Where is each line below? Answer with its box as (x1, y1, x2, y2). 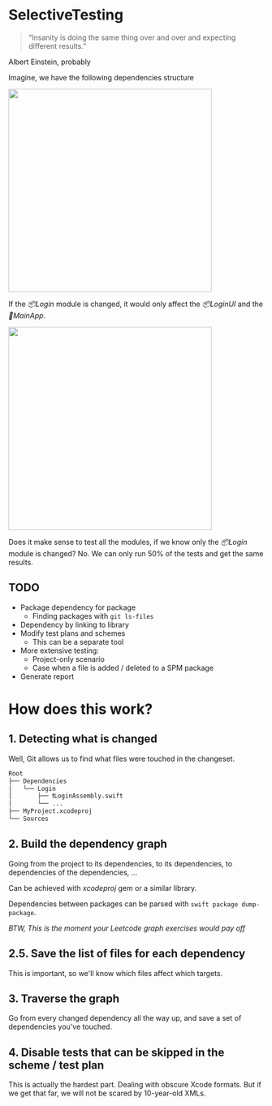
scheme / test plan (8, 1058, 105, 1072)
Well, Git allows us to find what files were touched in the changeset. (8, 754, 235, 763)
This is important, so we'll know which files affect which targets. (8, 968, 223, 978)
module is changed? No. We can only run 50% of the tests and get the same (8, 548, 264, 558)
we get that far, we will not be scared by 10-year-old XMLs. (8, 1088, 206, 1098)
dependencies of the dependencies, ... (8, 867, 138, 877)
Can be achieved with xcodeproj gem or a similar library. (8, 883, 197, 892)
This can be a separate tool (32, 637, 124, 646)
